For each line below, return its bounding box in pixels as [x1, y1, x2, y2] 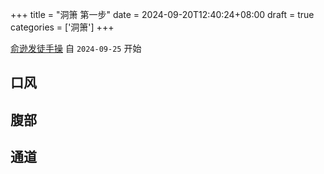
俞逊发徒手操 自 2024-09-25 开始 [10, 43, 142, 54]
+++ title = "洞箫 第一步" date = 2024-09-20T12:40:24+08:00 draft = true [10, 9, 315, 20]
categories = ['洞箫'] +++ [10, 21, 115, 33]
